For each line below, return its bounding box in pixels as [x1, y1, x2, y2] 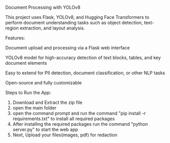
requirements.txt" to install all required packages [12, 116, 115, 122]
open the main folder [12, 105, 57, 111]
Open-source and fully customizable [5, 80, 82, 85]
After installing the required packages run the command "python [12, 121, 148, 127]
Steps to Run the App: [5, 90, 51, 96]
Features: [5, 35, 25, 41]
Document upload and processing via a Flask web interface [5, 45, 130, 50]
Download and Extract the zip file [12, 99, 82, 105]
